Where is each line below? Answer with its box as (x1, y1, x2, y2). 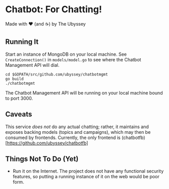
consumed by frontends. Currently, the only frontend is (5, 134, 121, 140)
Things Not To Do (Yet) (5, 154, 79, 163)
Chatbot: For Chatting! (5, 4, 102, 15)
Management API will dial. (5, 62, 60, 68)
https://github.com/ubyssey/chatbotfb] (7, 139, 88, 146)
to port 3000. (5, 95, 33, 101)
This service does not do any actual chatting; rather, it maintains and (5, 124, 149, 130)
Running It (5, 37, 39, 46)
